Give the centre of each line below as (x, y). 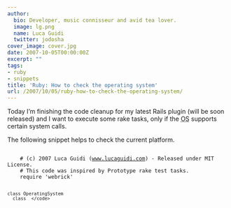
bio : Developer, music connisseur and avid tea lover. (95, 20)
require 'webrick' (47, 177)
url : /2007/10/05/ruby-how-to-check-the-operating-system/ (95, 91)
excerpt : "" (24, 59)
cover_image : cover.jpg (42, 46)
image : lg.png (34, 27)
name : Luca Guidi (39, 33)
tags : (15, 66)
